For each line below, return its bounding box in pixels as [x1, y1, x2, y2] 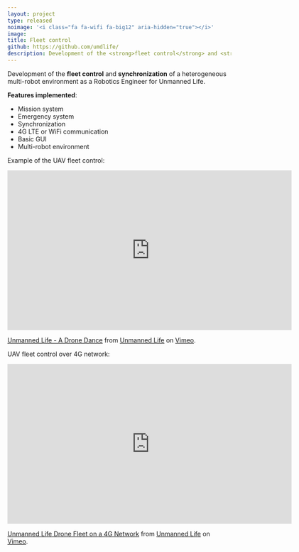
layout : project [7, 10, 55, 18]
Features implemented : [7, 90, 77, 99]
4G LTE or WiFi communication [17, 127, 109, 136]
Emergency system [17, 112, 75, 121]
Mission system [17, 104, 64, 113]
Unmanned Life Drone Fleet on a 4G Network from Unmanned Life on [7, 529, 211, 538]
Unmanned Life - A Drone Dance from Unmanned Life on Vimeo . [7, 335, 196, 345]
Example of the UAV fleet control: [7, 156, 105, 164]
